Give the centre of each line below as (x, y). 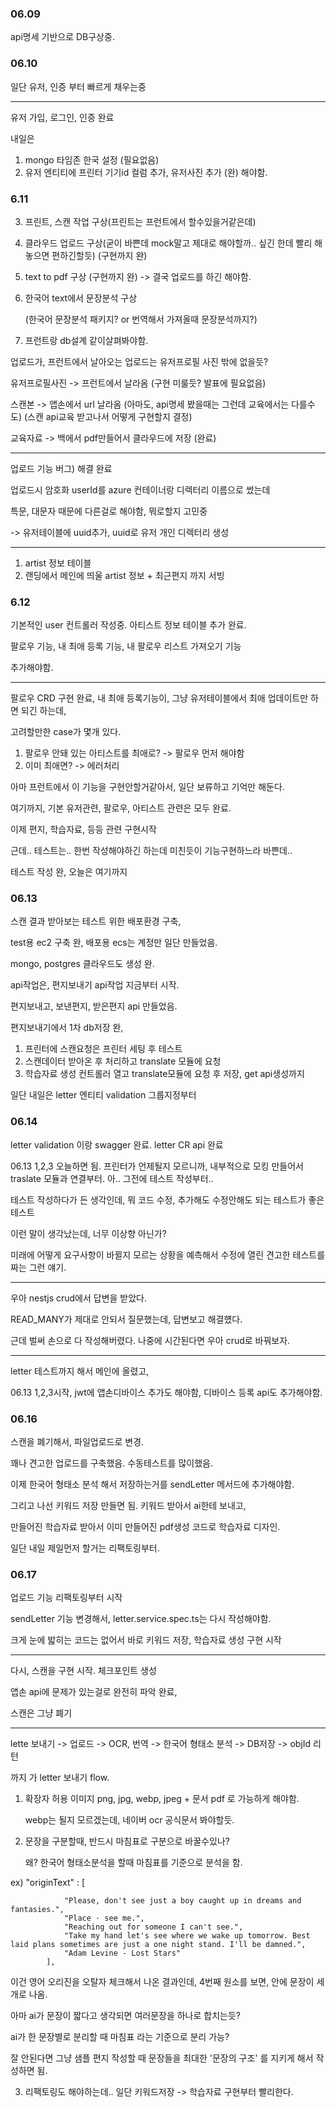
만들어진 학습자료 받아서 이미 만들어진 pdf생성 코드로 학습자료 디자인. (145, 1527)
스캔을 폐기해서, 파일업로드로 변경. (77, 1442)
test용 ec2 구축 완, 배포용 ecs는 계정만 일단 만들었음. (114, 943)
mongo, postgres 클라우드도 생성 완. (82, 964)
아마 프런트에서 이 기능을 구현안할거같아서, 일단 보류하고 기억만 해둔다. (147, 787)
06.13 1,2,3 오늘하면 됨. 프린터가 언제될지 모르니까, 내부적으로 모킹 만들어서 (157, 1166)
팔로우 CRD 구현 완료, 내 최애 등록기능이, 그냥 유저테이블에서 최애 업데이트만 (159, 698)
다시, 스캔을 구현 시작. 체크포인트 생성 (83, 1671)
